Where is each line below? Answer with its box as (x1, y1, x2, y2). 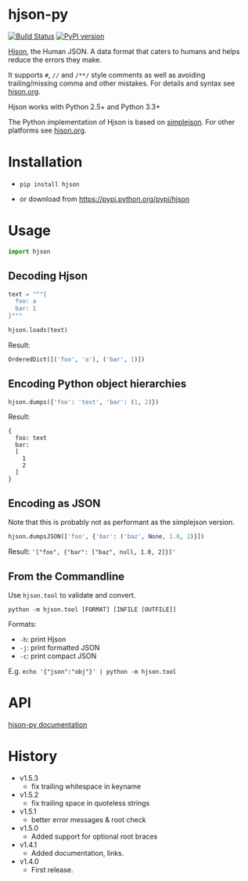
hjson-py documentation (8, 719, 88, 729)
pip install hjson (19, 180, 80, 188)
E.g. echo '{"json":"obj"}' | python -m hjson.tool (8, 666, 178, 675)
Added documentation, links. (31, 848, 124, 857)
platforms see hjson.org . (8, 126, 87, 135)
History (8, 748, 58, 766)
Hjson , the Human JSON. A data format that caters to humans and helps (8, 46, 240, 56)
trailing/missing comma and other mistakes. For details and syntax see (8, 78, 235, 88)
